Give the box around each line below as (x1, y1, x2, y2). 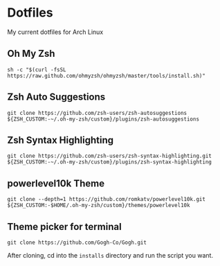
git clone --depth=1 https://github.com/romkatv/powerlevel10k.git (7, 196, 206, 203)
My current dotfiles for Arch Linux (7, 28, 104, 36)
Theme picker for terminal (7, 220, 122, 233)
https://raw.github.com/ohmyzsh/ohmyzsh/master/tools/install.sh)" (7, 72, 206, 79)
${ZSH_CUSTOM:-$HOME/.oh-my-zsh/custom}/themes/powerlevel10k (7, 202, 190, 209)
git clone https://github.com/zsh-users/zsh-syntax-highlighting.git (7, 152, 212, 160)
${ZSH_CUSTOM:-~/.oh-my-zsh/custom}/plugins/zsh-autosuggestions (7, 116, 199, 123)
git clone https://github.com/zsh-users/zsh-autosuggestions (7, 109, 187, 116)
